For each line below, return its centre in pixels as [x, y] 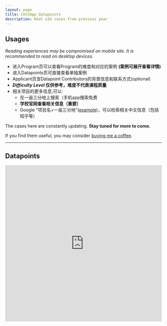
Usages [17, 39]
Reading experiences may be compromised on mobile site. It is [70, 51]
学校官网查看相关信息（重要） [50, 104]
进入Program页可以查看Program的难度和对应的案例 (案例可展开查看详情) [87, 66]
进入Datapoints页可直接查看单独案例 [49, 73]
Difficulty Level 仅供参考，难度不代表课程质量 [59, 85]
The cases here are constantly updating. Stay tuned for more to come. [78, 126]
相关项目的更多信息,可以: [38, 91]
